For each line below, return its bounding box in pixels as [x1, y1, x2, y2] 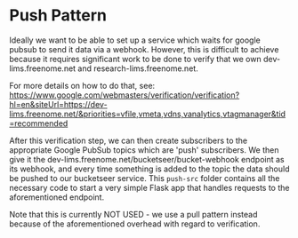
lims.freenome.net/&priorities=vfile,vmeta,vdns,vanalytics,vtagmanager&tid [9, 108, 286, 119]
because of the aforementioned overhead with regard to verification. [9, 218, 261, 229]
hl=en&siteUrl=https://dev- [9, 99, 109, 109]
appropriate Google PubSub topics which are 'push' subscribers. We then [9, 144, 279, 155]
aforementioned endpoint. [9, 192, 105, 202]
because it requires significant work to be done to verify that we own [9, 53, 262, 64]
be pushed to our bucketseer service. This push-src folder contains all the [9, 172, 280, 183]
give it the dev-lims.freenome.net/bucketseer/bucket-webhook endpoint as [9, 154, 285, 164]
